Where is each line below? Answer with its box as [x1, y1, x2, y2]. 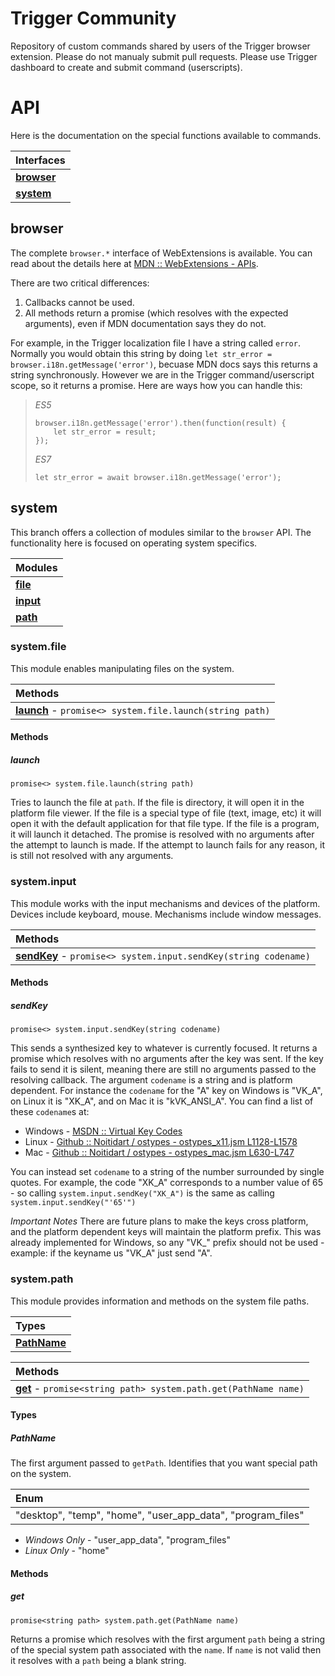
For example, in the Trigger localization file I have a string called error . [10, 337, 301, 349]
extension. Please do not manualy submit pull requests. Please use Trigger [10, 50, 318, 62]
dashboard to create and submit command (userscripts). [10, 61, 243, 73]
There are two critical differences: [10, 277, 150, 289]
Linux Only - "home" [24, 1545, 110, 1557]
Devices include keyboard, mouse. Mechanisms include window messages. [10, 908, 322, 920]
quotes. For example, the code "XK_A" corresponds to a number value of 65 [10, 1177, 324, 1189]
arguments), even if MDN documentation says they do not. [24, 317, 267, 329]
